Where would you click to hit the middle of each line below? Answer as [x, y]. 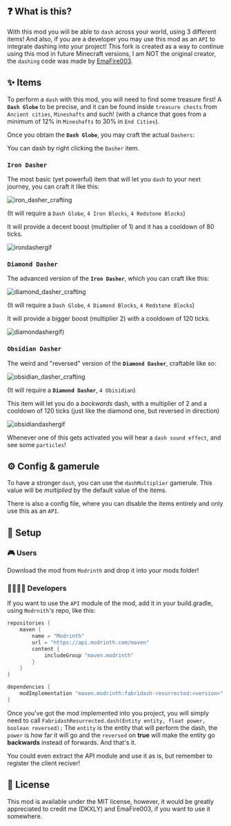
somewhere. [25, 816]
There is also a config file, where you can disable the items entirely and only [115, 504]
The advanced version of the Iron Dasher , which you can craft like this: [108, 279]
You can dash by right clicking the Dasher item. [73, 148]
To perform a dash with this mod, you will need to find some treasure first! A [114, 99]
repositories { [29, 623]
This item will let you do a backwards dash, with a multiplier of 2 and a [107, 403]
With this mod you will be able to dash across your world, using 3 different [112, 31]
